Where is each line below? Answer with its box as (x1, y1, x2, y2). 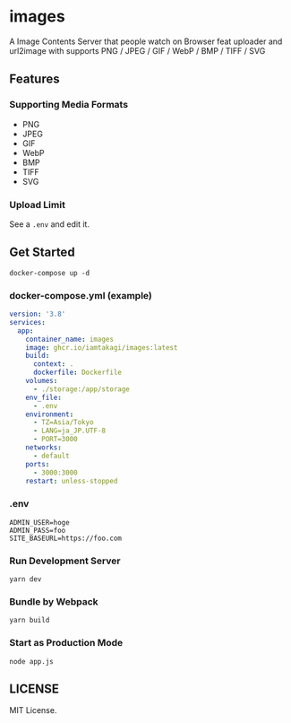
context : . (32, 360, 74, 369)
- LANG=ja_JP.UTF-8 (32, 426, 106, 436)
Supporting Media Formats (9, 99, 128, 111)
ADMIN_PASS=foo (9, 526, 66, 535)
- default (32, 451, 70, 460)
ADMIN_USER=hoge (9, 518, 70, 527)
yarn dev (9, 575, 42, 584)
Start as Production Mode (9, 637, 124, 649)
